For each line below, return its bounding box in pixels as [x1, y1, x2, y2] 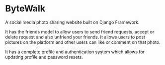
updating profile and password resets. [5, 54, 83, 60]
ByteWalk [5, 3, 46, 14]
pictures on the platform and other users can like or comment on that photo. [5, 39, 161, 45]
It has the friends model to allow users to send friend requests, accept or [5, 29, 155, 34]
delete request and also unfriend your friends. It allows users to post [5, 34, 146, 40]
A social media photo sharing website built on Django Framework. [5, 19, 140, 25]
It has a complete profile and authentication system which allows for [5, 49, 145, 55]
